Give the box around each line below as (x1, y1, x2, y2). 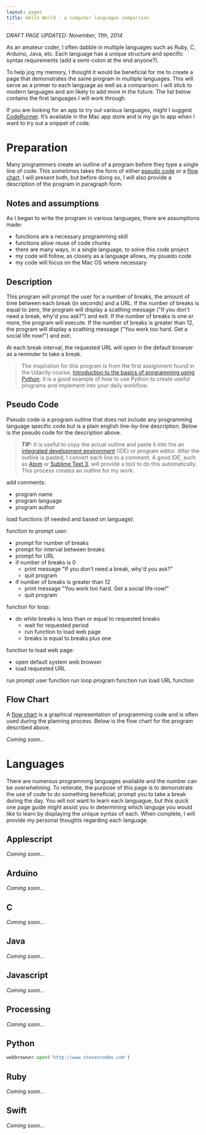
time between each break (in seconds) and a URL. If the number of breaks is (6, 300, 199, 307)
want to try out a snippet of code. (6, 119, 91, 126)
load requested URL (15, 664, 66, 672)
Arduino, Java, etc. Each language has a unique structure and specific (6, 50, 184, 57)
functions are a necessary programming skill (15, 233, 128, 240)
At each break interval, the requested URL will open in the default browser (6, 344, 193, 351)
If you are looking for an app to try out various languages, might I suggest (6, 106, 192, 113)
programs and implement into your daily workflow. (21, 382, 148, 389)
